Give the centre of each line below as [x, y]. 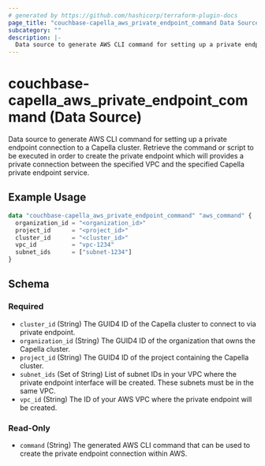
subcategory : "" [35, 30]
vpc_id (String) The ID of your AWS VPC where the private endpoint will [136, 399]
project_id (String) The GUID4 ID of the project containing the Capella [134, 357]
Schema [29, 284]
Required [26, 307]
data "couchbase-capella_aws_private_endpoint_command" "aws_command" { [130, 215]
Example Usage [47, 198]
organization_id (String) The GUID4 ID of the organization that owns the [138, 341]
